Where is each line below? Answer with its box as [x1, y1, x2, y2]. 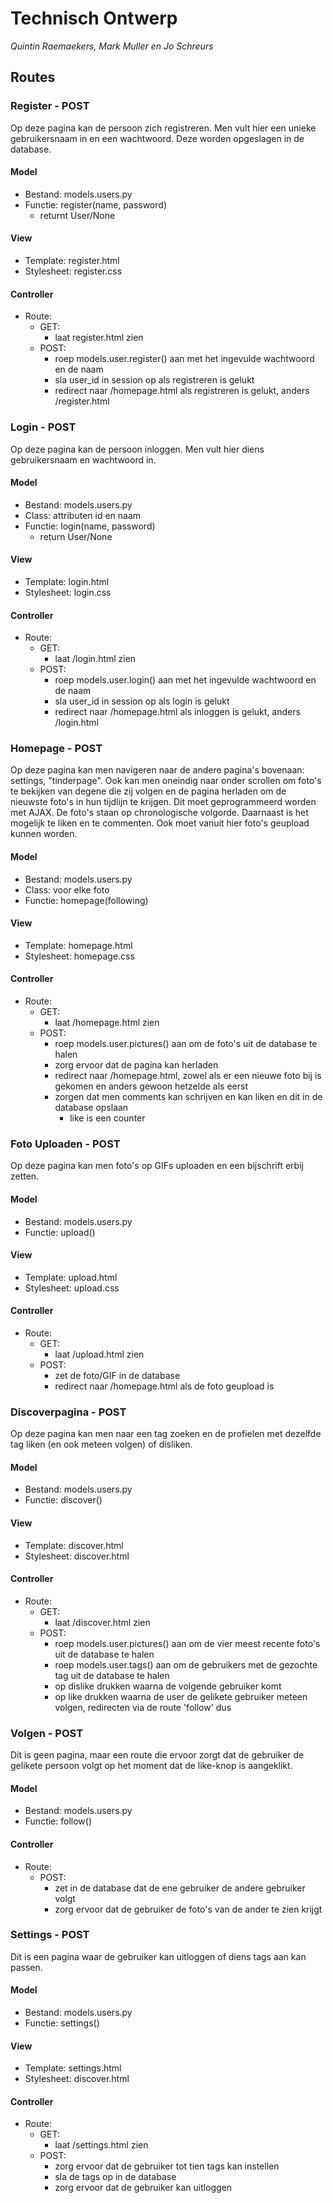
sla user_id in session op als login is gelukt [54, 695, 230, 707]
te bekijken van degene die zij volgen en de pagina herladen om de [10, 785, 287, 797]
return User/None [39, 530, 113, 542]
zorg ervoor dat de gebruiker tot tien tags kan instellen [54, 2160, 280, 2172]
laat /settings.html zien [54, 2139, 149, 2151]
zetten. [10, 1170, 40, 1182]
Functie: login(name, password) [24, 520, 156, 532]
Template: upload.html [24, 1271, 118, 1283]
